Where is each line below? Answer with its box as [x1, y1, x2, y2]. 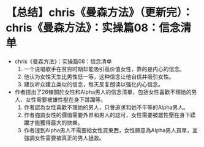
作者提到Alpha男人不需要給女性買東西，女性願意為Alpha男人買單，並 [23, 126, 198, 134]
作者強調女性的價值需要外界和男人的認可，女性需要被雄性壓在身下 [23, 111, 191, 118]
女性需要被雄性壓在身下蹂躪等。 [25, 96, 107, 103]
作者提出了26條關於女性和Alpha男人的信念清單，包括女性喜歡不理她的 [14, 88, 192, 96]
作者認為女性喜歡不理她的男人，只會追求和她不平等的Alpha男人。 [23, 104, 189, 111]
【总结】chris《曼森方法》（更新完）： [6, 6, 194, 20]
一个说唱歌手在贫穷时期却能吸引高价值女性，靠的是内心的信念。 [23, 65, 185, 72]
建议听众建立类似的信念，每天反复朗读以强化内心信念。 [23, 80, 164, 88]
